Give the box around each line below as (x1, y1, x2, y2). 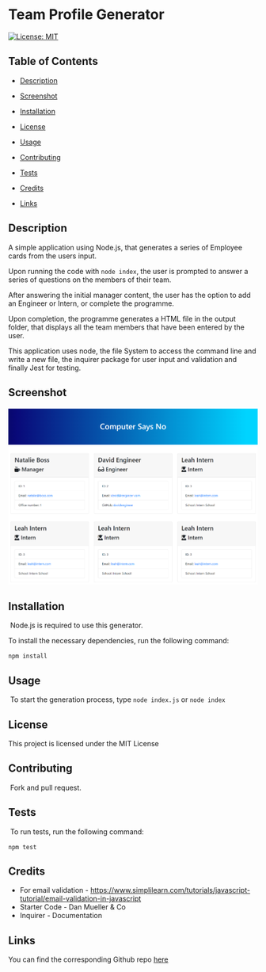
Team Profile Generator (8, 6, 165, 24)
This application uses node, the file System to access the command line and (8, 346, 256, 356)
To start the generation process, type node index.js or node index (9, 695, 226, 704)
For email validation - (19, 886, 89, 895)
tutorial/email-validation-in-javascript (19, 894, 142, 904)
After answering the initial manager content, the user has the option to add (8, 290, 251, 299)
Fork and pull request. (9, 783, 82, 792)
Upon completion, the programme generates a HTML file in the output (8, 314, 236, 323)
